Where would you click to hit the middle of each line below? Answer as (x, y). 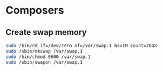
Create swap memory (46, 32)
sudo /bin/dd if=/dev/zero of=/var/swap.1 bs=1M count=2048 (81, 46)
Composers (35, 10)
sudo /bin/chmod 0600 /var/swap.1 (48, 57)
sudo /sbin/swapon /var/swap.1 (44, 62)
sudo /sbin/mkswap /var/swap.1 (44, 51)
